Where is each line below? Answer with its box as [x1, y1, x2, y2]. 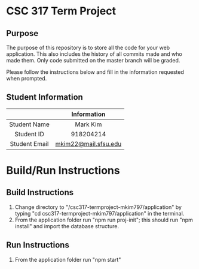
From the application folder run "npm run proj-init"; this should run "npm [14, 216, 193, 223]
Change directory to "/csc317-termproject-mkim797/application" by [14, 203, 182, 211]
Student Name [9, 120, 50, 128]
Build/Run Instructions [6, 164, 121, 177]
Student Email [10, 139, 49, 148]
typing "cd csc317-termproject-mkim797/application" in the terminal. [14, 210, 185, 217]
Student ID [14, 130, 45, 138]
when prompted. [6, 75, 47, 82]
